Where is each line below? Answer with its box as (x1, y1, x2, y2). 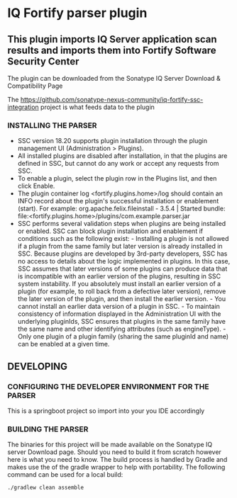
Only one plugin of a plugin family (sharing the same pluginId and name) (17, 332, 229, 341)
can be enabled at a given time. (17, 340, 110, 349)
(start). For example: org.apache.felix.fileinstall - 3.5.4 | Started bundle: (17, 204, 226, 213)
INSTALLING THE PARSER (7, 120, 97, 130)
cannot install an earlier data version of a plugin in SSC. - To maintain (17, 302, 220, 311)
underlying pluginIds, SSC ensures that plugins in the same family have (17, 317, 226, 326)
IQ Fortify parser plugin (7, 5, 148, 21)
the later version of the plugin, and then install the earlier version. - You (17, 295, 226, 303)
